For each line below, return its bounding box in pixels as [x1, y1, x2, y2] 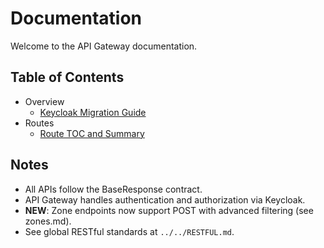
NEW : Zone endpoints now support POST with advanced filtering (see [24, 204, 314, 216]
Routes [24, 117, 55, 129]
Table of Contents [10, 69, 125, 86]
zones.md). [24, 215, 72, 227]
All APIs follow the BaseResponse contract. [24, 183, 203, 195]
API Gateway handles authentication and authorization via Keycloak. [24, 193, 306, 206]
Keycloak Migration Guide [39, 106, 147, 118]
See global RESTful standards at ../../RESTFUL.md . [24, 225, 235, 237]
